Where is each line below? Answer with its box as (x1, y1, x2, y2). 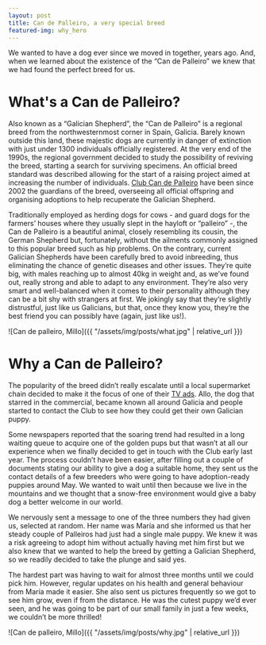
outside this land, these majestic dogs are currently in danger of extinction (8, 136, 252, 145)
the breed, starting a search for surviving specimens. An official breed (8, 161, 238, 171)
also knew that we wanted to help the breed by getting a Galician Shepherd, (8, 547, 256, 556)
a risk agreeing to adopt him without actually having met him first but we (8, 538, 245, 547)
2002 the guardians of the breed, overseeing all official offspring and (8, 186, 234, 196)
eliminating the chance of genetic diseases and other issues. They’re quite (8, 261, 252, 271)
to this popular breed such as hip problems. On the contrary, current (8, 244, 232, 254)
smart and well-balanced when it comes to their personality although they (8, 286, 250, 296)
